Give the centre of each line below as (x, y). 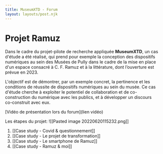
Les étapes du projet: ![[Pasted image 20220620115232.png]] (67, 121)
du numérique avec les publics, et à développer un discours (92, 97)
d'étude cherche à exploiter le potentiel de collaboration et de (67, 92)
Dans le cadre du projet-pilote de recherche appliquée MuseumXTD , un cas (82, 52)
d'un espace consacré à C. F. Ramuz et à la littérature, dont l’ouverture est (80, 67)
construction (18, 97)
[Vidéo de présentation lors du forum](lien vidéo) (54, 112)
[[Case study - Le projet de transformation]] (56, 136)
